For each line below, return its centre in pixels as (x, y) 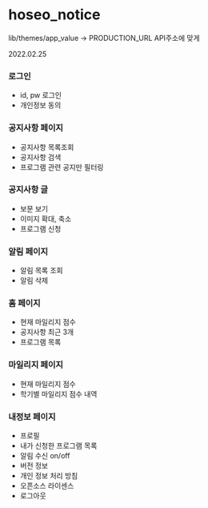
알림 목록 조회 (41, 271)
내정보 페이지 (32, 417)
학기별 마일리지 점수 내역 (58, 393)
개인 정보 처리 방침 (49, 476)
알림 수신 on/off (45, 456)
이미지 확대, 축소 (46, 219)
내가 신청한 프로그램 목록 (58, 446)
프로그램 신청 (40, 228)
